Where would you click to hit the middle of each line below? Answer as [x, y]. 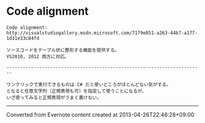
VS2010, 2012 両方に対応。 [38, 56]
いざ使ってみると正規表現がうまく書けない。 [54, 97]
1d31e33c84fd [23, 38]
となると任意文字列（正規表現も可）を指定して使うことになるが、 [77, 91]
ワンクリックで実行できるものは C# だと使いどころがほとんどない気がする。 [89, 84]
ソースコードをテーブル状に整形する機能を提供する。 [63, 50]
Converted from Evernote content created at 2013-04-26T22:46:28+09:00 [100, 114]
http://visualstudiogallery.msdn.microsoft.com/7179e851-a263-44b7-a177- [102, 33]
